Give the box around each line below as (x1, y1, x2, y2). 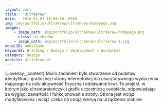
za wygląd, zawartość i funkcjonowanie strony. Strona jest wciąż (5, 91, 135, 97)
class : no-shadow (18, 35, 54, 40)
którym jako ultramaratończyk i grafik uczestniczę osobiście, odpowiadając (5, 86, 156, 92)
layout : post (5, 7, 32, 12)
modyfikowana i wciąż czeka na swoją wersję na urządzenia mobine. (5, 96, 144, 103)
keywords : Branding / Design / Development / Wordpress (5, 48, 121, 53)
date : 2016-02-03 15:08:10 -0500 (5, 16, 77, 21)
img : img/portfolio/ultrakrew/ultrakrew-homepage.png (5, 21, 117, 26)
